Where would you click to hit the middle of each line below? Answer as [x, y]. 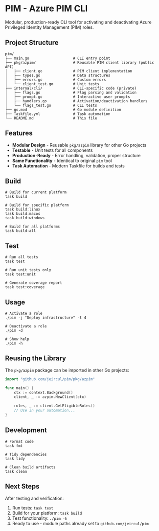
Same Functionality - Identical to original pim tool [62, 161]
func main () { [20, 388]
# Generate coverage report [34, 283]
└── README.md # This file [51, 118]
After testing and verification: [34, 498]
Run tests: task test [33, 508]
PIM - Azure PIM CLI [46, 9]
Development [26, 430]
